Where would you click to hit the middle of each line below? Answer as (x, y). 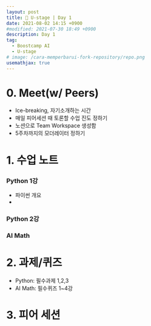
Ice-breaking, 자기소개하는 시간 (53, 111)
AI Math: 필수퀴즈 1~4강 (44, 288)
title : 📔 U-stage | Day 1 (39, 18)
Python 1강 (22, 181)
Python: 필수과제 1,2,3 (42, 280)
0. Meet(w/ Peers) (52, 93)
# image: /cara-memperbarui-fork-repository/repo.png (76, 57)
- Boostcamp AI (31, 46)
